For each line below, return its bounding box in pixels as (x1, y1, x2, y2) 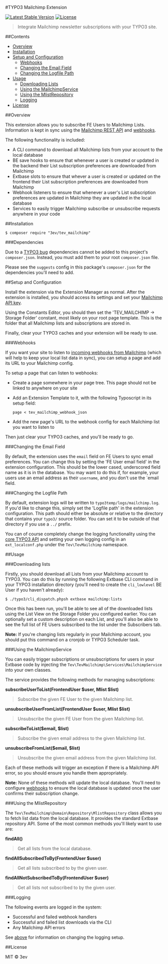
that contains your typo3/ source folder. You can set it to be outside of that (5, 516, 159, 522)
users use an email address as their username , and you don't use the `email (5, 475, 159, 481)
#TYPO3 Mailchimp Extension (5, 5, 67, 10)
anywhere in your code (12, 211, 60, 217)
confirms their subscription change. (5, 791, 79, 796)
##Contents (5, 34, 30, 39)
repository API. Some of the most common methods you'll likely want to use (5, 821, 162, 826)
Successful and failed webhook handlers (12, 914, 97, 920)
